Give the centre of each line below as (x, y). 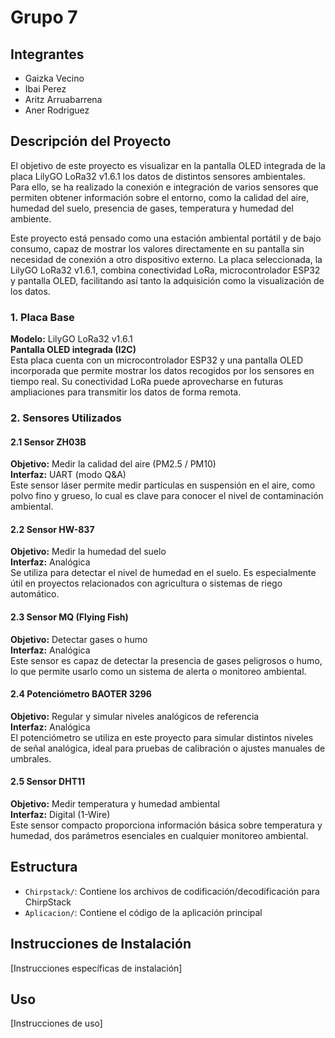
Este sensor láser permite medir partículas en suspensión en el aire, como (163, 485)
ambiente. (31, 218)
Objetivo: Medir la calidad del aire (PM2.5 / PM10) (113, 464)
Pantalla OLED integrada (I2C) (73, 350)
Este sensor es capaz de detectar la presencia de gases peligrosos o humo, (166, 660)
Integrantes (47, 54)
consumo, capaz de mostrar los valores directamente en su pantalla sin (157, 248)
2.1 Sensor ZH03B (48, 442)
